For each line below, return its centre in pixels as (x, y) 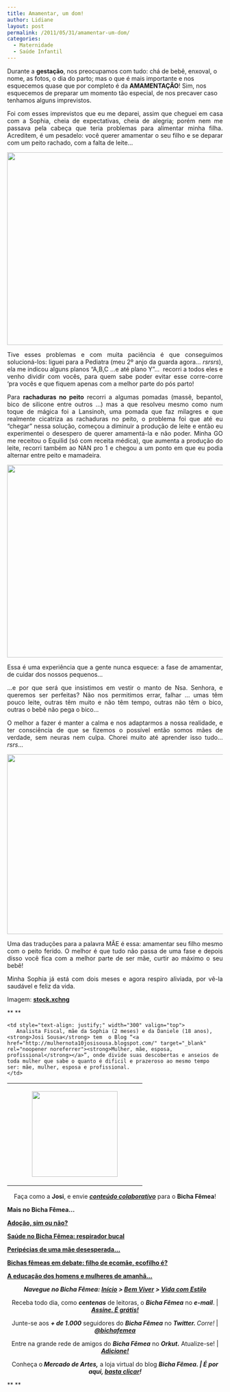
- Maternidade (33, 45)
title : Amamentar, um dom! (46, 13)
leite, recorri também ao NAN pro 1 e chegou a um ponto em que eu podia (115, 448)
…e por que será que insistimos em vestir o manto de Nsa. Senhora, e (115, 687)
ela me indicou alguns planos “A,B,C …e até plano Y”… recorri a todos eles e (115, 369)
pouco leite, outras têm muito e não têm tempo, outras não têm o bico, (115, 702)
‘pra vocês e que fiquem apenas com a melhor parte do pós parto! (101, 384)
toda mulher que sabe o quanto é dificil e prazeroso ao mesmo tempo (108, 1061)
